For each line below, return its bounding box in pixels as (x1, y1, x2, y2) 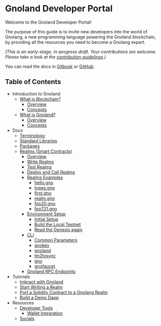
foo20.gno (34, 200, 56, 207)
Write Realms (27, 158, 54, 165)
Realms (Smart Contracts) (19, 148, 72, 154)
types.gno (34, 185, 55, 191)
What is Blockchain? (19, 96, 61, 102)
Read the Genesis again (34, 227, 83, 233)
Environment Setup (27, 211, 66, 217)
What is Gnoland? (19, 112, 56, 118)
